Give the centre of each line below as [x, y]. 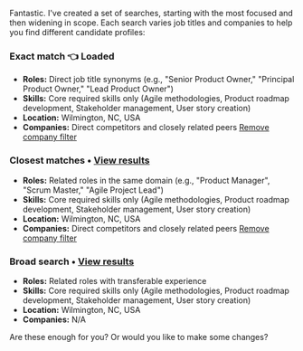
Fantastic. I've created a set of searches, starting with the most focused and [151, 13]
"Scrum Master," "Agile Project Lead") [93, 190]
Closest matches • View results [80, 160]
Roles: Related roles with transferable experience [114, 280]
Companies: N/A [54, 319]
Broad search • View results [72, 261]
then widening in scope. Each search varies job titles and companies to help [151, 23]
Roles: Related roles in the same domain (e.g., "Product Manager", [146, 180]
